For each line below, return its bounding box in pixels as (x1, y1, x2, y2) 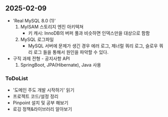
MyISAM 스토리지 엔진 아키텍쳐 (20, 23, 83, 30)
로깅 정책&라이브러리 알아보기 (12, 106, 73, 112)
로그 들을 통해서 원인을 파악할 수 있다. (33, 49, 109, 55)
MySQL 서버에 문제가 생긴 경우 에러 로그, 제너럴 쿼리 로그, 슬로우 (28, 43, 158, 49)
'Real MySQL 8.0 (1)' (12, 17, 56, 23)
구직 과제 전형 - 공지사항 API (12, 55, 70, 62)
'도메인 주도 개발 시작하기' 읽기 (12, 87, 75, 93)
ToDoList (5, 75, 28, 82)
